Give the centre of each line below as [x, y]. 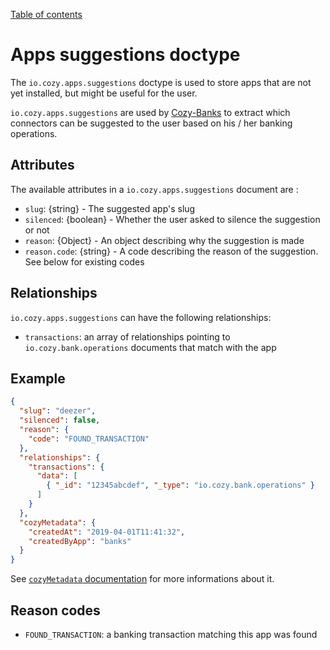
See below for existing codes [84, 261]
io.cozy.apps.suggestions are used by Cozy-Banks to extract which [150, 112]
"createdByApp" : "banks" [80, 541]
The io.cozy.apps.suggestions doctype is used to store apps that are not [161, 82]
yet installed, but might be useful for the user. [104, 93]
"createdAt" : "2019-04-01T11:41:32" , [107, 532]
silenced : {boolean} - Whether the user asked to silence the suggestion [172, 219]
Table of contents [46, 14]
